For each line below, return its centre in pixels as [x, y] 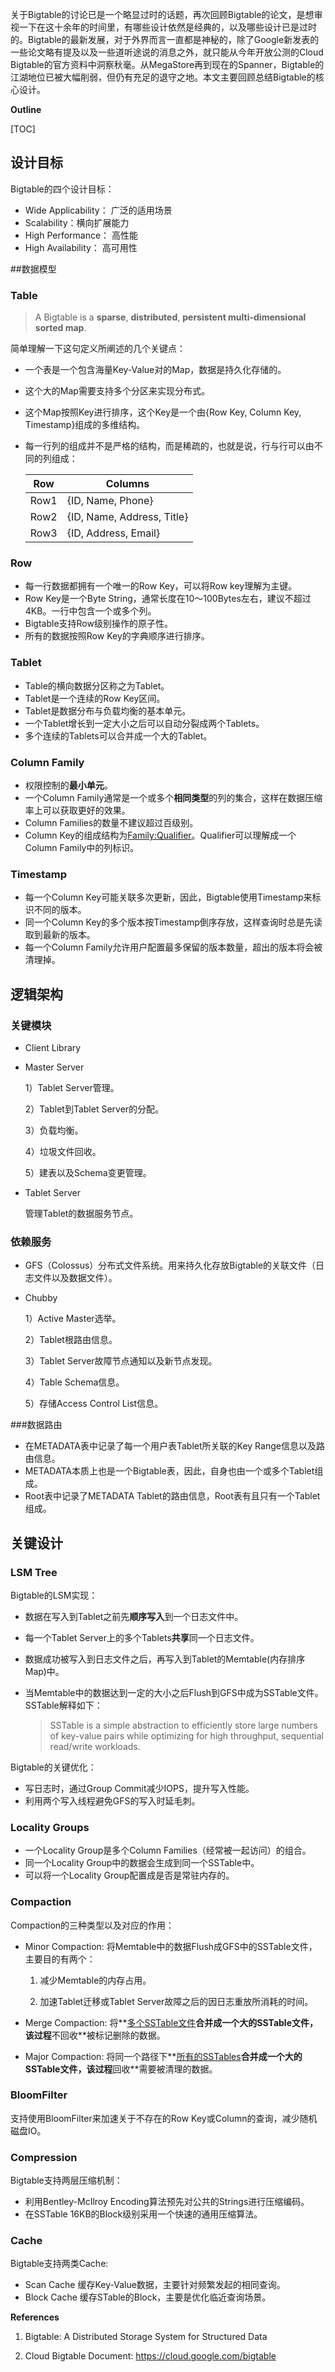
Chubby [41, 1298]
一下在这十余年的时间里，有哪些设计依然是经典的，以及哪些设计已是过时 [167, 27]
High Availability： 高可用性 [81, 247]
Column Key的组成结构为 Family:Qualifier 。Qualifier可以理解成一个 [160, 835]
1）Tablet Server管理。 [72, 1087]
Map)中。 [44, 1671]
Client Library [53, 1047]
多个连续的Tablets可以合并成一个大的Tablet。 [118, 735]
